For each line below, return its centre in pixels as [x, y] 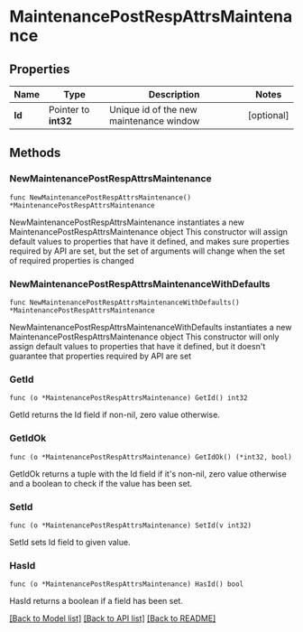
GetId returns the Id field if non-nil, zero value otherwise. [115, 415]
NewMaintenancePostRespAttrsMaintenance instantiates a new [127, 222]
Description [174, 94]
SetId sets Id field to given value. [70, 542]
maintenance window [155, 121]
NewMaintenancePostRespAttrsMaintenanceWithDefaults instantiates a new [151, 327]
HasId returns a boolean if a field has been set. [96, 601]
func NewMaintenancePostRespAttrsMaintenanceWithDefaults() [125, 302]
